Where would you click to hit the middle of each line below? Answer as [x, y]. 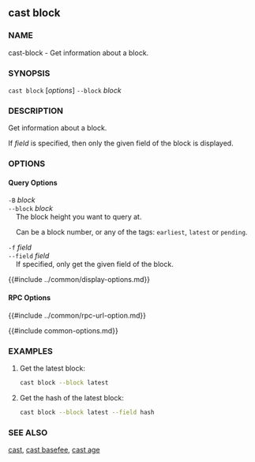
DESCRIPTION [36, 111]
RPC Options [30, 298]
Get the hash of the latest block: [71, 397]
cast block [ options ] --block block [65, 90]
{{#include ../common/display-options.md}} [79, 280]
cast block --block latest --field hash [87, 412]
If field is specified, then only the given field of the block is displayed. [121, 143]
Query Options [33, 182]
